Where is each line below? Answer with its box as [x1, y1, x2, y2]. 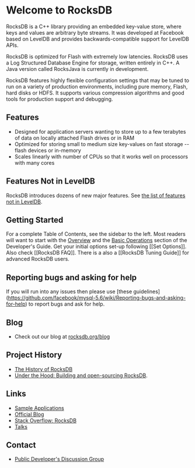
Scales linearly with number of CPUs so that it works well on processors [14, 153, 189, 160]
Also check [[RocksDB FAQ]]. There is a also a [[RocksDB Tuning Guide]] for [6, 249, 190, 256]
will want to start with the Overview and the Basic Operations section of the [6, 237, 188, 244]
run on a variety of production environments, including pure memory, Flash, [6, 83, 188, 90]
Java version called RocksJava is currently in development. [6, 65, 149, 72]
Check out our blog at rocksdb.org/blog [14, 333, 110, 340]
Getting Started [6, 215, 64, 225]
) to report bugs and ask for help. [25, 300, 105, 308]
